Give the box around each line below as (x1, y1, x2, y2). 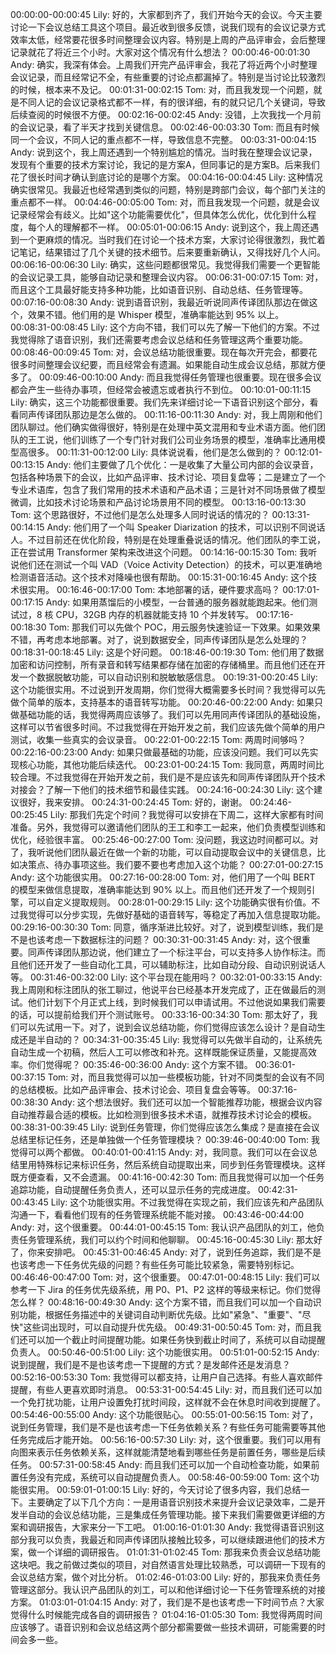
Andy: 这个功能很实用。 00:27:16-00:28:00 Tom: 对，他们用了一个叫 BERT (10, 871, 316, 883)
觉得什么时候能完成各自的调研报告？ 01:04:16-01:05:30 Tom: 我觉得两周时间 (10, 1609, 323, 1620)
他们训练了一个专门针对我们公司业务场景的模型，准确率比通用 (62, 434, 317, 445)
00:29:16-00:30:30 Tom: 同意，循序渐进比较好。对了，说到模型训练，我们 (10, 921, 315, 933)
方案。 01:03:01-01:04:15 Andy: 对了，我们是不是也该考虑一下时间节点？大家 (10, 1596, 325, 1608)
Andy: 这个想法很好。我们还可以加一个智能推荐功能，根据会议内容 (50, 1096, 323, 1108)
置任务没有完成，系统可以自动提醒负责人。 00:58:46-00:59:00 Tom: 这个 (10, 1471, 311, 1483)
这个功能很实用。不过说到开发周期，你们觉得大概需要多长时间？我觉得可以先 (10, 684, 326, 695)
